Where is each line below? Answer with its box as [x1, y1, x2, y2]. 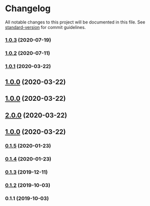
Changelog [5, 3, 51, 14]
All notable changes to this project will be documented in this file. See [5, 19, 146, 25]
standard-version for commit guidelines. [5, 24, 86, 30]
